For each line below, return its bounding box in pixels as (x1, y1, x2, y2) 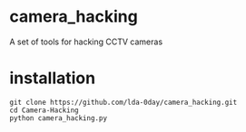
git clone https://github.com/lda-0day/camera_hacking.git (9, 98, 238, 107)
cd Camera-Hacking (9, 106, 79, 115)
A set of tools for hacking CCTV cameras (9, 36, 163, 47)
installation (9, 68, 96, 89)
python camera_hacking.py (9, 113, 107, 123)
